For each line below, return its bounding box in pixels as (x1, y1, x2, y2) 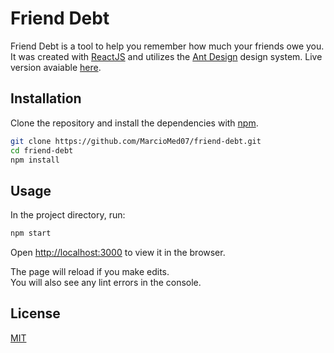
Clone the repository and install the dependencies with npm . (10, 117, 259, 129)
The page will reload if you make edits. (10, 266, 170, 278)
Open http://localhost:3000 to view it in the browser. (10, 247, 226, 259)
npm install (10, 155, 60, 165)
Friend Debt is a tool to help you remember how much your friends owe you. (10, 40, 325, 52)
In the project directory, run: (10, 209, 126, 221)
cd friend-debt (10, 145, 74, 156)
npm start (10, 228, 52, 239)
